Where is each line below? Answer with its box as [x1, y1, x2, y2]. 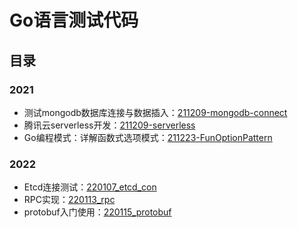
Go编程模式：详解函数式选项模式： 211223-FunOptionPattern [23, 131, 273, 143]
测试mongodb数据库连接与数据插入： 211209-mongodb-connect [23, 106, 288, 118]
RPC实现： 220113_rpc [23, 194, 116, 206]
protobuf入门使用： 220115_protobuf [23, 206, 172, 218]
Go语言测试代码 [9, 9, 139, 32]
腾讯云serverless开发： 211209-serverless [23, 119, 196, 131]
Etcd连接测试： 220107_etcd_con [23, 181, 157, 193]
